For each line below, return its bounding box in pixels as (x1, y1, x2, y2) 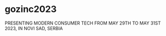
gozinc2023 (5, 3, 57, 15)
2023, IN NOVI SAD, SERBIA (5, 25, 63, 31)
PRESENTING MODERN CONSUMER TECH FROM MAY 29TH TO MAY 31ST (5, 20, 161, 26)
